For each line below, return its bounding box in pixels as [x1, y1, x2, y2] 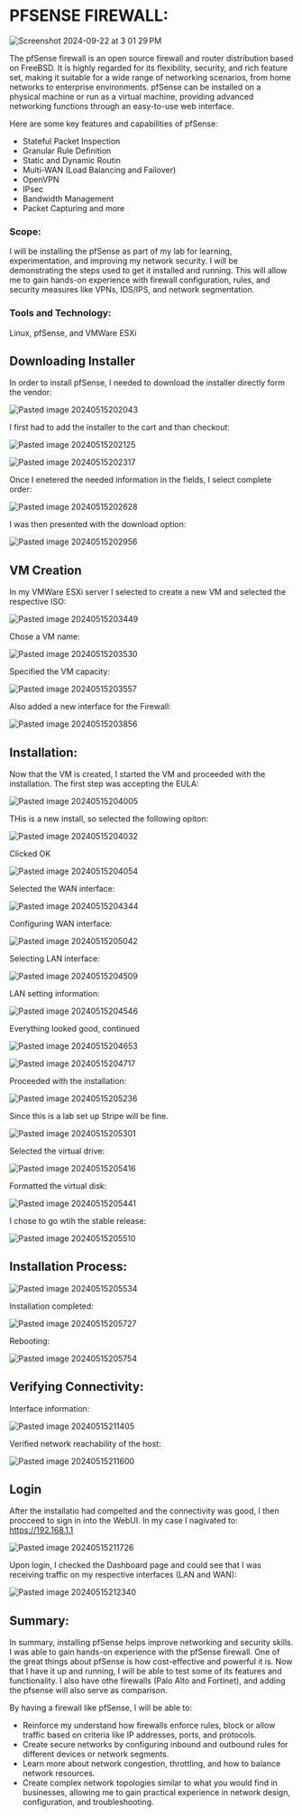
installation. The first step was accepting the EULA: [9, 778, 199, 789]
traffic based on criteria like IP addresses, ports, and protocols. [22, 1729, 257, 1740]
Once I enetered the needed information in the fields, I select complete [9, 475, 272, 486]
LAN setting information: [9, 987, 101, 998]
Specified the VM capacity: [9, 666, 111, 677]
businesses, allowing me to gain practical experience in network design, [22, 1787, 291, 1798]
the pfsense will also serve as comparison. [9, 1685, 169, 1696]
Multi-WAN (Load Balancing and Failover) [22, 164, 177, 175]
